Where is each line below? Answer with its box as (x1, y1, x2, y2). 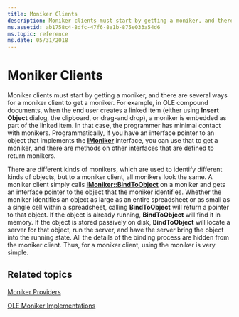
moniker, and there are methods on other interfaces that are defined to (7, 144, 215, 153)
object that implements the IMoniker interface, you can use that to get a (7, 136, 218, 145)
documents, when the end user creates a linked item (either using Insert (7, 106, 219, 114)
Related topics (7, 269, 73, 281)
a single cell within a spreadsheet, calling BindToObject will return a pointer (7, 203, 230, 212)
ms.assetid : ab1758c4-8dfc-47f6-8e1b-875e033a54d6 (7, 23, 161, 31)
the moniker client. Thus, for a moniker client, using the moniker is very (7, 241, 216, 249)
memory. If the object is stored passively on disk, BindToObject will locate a (7, 218, 230, 227)
